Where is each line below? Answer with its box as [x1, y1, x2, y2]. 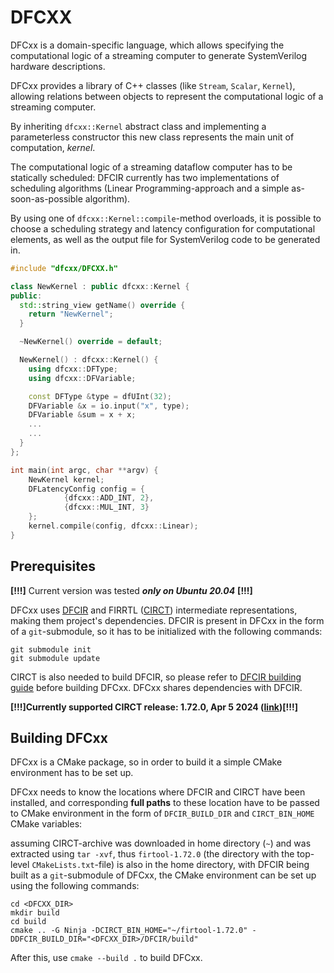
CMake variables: [10, 818, 83, 830]
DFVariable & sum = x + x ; [28, 410, 137, 420]
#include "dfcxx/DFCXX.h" [10, 263, 118, 273]
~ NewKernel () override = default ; [19, 337, 163, 347]
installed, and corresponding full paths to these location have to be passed [10, 797, 320, 809]
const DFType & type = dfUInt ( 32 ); [28, 391, 172, 401]
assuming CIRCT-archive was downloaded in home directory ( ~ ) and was [10, 837, 312, 850]
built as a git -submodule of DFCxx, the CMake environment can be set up [10, 869, 317, 881]
